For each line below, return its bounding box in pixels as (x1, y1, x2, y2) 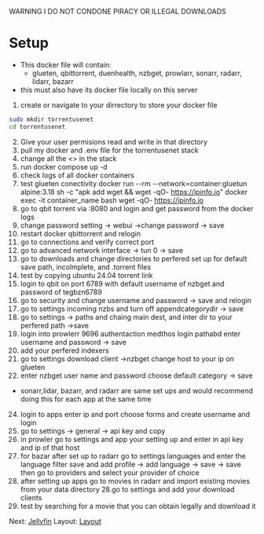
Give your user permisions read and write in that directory (20, 137, 207, 146)
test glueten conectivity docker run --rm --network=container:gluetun (20, 178, 247, 188)
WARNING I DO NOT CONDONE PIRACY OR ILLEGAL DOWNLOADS (9, 7, 226, 16)
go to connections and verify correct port (20, 237, 155, 247)
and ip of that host (20, 443, 80, 452)
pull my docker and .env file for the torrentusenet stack (20, 145, 199, 155)
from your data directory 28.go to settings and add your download (20, 485, 235, 494)
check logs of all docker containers (20, 170, 135, 180)
